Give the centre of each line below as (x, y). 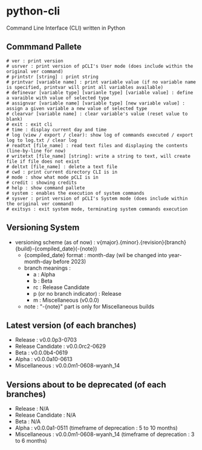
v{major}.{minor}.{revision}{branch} (141, 242)
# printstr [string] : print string (52, 77)
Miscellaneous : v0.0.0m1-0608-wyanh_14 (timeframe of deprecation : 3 (105, 434)
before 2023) (70, 261)
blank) (15, 119)
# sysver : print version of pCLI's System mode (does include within (97, 198)
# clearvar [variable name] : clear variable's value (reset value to (97, 114)
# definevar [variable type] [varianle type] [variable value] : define (100, 93)
